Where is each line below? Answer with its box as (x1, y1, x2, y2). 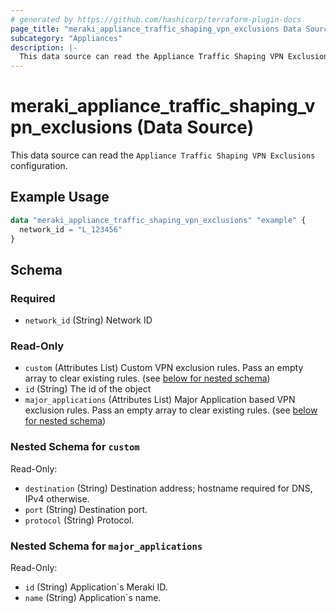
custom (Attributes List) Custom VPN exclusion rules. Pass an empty (24, 362, 304, 374)
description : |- (10, 42, 78, 53)
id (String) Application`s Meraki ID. (24, 581, 168, 593)
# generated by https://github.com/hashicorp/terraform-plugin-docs (10, 14, 302, 25)
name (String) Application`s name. (24, 592, 162, 604)
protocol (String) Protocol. (24, 514, 135, 526)
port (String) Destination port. (24, 503, 148, 515)
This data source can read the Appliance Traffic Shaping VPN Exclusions (10, 149, 316, 161)
